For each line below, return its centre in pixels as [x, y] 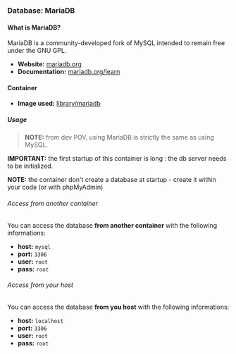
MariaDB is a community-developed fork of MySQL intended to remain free [116, 43]
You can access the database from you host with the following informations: [118, 307]
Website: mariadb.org [50, 64]
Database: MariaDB [41, 11]
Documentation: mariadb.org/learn [69, 72]
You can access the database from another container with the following [112, 225]
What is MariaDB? [34, 28]
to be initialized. [30, 166]
